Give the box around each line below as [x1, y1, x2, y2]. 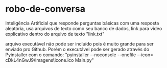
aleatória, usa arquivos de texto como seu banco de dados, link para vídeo [5, 25, 162, 31]
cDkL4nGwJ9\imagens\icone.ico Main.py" [5, 57, 94, 63]
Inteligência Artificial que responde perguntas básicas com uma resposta [5, 20, 159, 26]
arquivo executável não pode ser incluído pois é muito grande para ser [5, 40, 154, 47]
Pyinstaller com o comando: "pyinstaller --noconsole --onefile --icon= [5, 52, 154, 58]
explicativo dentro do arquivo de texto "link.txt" [5, 31, 105, 37]
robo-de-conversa [5, 3, 86, 15]
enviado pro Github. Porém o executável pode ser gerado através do [5, 46, 150, 52]
